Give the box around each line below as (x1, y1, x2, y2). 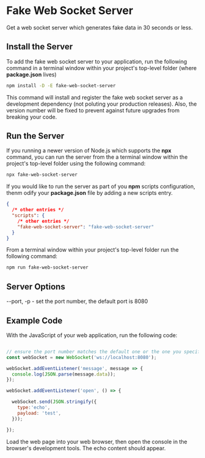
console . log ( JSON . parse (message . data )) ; (12, 371, 116, 377)
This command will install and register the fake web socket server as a (6, 93, 183, 101)
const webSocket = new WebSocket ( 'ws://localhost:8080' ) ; (6, 354, 157, 360)
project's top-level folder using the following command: (6, 160, 146, 167)
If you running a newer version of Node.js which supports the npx (6, 147, 172, 154)
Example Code (6, 315, 63, 325)
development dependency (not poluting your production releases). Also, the (6, 100, 197, 107)
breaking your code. (6, 113, 57, 120)
